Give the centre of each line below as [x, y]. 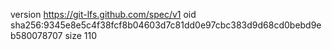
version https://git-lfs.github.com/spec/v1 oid [103, 14]
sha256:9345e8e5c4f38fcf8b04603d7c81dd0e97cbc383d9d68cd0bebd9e [166, 25]
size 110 [81, 35]
